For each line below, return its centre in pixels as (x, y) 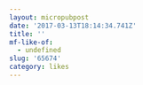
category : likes (39, 67)
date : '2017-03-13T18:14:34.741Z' (73, 26)
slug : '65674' (36, 58)
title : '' (28, 34)
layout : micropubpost (49, 17)
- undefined (40, 50)
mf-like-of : (31, 42)
